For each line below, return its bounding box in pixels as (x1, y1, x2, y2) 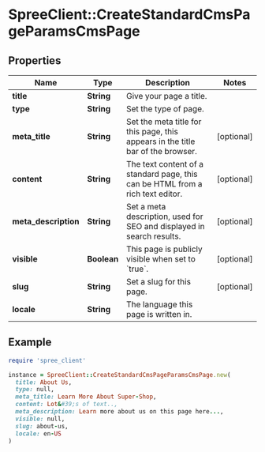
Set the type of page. (125, 104, 205, 114)
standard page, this (125, 168, 198, 179)
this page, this (125, 126, 179, 137)
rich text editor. (125, 188, 183, 199)
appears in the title (125, 136, 196, 147)
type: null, (15, 386, 55, 394)
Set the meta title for (125, 116, 202, 127)
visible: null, (15, 415, 65, 423)
